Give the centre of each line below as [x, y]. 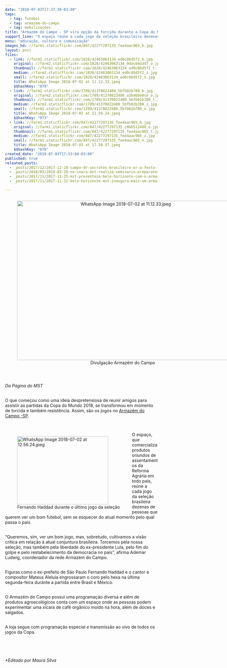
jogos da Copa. [20, 632]
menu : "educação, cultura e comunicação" [48, 41]
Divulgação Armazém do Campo [123, 363]
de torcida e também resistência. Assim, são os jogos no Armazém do [75, 410]
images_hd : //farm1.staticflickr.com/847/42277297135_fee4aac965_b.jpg [79, 46]
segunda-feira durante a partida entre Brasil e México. [59, 582]
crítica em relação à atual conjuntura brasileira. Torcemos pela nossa [74, 542]
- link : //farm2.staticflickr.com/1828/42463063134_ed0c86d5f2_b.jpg [81, 59]
